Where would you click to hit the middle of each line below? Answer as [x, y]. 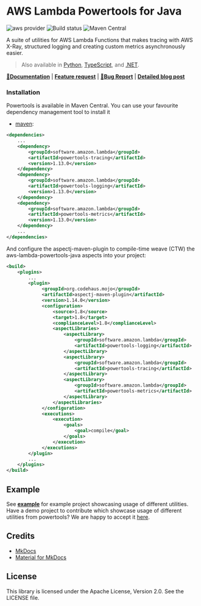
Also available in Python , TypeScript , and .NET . [80, 65]
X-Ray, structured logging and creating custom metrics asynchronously [96, 46]
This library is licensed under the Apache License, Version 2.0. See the [95, 591]
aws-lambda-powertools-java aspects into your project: [76, 255]
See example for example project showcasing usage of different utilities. [97, 504]
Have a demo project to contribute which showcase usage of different [94, 511]
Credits [21, 536]
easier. [15, 52]
